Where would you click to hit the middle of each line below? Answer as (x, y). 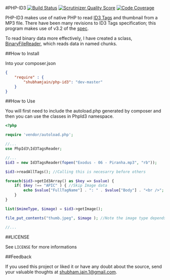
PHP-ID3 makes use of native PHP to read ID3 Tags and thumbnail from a (81, 17)
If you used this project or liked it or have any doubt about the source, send (83, 266)
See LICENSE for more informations (41, 247)
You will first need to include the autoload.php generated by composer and (83, 111)
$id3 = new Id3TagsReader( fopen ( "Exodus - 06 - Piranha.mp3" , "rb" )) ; (81, 162)
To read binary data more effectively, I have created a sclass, (69, 38)
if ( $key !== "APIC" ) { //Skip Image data (61, 186)
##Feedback (18, 257)
